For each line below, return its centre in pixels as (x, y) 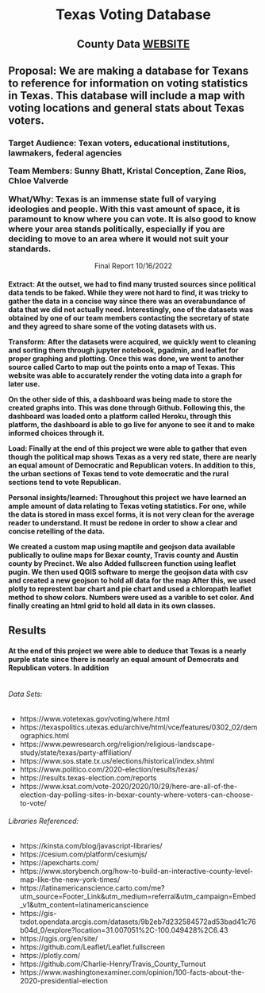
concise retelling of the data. (57, 531)
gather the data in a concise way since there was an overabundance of (127, 301)
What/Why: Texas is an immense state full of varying (112, 198)
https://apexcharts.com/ (59, 862)
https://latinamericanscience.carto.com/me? (92, 888)
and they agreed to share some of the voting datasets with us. (112, 326)
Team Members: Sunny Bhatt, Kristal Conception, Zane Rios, (127, 171)
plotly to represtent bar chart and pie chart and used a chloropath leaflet (130, 588)
